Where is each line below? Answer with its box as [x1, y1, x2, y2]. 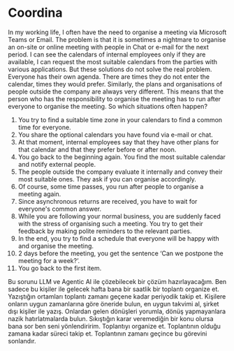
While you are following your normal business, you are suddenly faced [17, 211, 221, 221]
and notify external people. [17, 160, 96, 168]
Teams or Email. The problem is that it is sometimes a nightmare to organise [8, 35, 226, 43]
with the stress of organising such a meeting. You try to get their [17, 219, 203, 227]
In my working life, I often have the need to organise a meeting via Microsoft [8, 28, 227, 36]
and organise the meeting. [17, 241, 94, 250]
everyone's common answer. [17, 204, 102, 213]
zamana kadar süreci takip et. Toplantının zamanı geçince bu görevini [8, 329, 207, 338]
